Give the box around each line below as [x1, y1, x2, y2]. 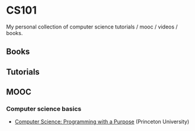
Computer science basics [6, 105, 82, 113]
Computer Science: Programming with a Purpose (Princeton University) [14, 118, 190, 125]
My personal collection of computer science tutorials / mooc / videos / [6, 23, 178, 30]
